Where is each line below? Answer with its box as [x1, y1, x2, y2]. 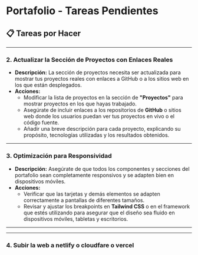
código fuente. [23, 119, 60, 126]
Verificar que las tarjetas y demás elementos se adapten [23, 190, 160, 197]
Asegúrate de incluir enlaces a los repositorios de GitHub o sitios [23, 107, 181, 114]
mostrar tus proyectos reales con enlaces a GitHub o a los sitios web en [14, 75, 189, 82]
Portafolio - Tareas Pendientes [6, 4, 159, 18]
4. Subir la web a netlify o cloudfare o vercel [6, 241, 134, 249]
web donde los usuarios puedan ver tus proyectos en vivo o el [23, 113, 175, 120]
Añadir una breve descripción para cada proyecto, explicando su [23, 125, 181, 133]
